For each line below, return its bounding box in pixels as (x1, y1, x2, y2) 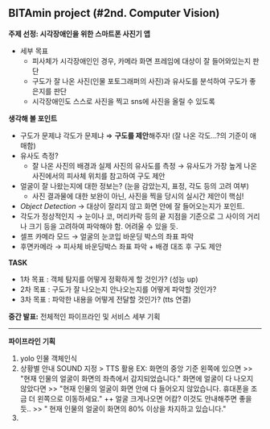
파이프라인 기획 (8, 336, 56, 346)
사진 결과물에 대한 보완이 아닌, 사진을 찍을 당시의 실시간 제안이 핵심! (31, 191, 244, 201)
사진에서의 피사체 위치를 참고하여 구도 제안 (31, 171, 166, 181)
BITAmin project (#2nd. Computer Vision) (8, 6, 220, 20)
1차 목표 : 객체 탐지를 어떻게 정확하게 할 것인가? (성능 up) (19, 274, 198, 284)
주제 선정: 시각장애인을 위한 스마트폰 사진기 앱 (8, 28, 151, 39)
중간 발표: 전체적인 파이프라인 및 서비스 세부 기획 (8, 311, 161, 321)
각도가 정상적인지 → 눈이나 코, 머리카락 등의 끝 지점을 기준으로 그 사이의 (19, 211, 245, 221)
